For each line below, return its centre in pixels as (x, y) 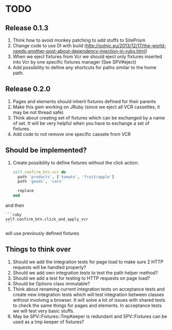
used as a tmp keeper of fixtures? (48, 322)
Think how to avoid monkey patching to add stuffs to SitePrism (79, 40)
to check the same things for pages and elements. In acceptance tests (87, 305)
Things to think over (38, 249)
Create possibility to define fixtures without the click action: (76, 163)
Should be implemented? (46, 150)
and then (15, 205)
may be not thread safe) (38, 112)
